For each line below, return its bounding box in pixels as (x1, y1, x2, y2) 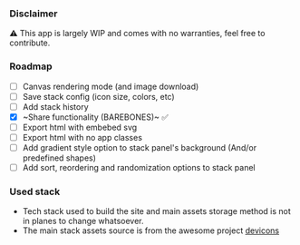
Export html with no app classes (22, 132, 143, 142)
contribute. (9, 37, 51, 48)
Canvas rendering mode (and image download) (22, 81, 199, 92)
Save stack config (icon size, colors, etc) (22, 91, 175, 102)
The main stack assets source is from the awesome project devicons (22, 225, 279, 236)
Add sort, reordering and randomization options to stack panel (22, 162, 256, 173)
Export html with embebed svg (22, 122, 138, 132)
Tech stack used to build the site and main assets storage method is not (22, 206, 292, 217)
